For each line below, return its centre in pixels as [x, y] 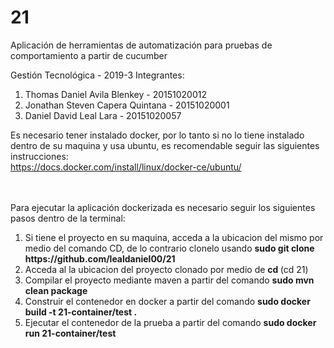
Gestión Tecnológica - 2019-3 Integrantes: [97, 75]
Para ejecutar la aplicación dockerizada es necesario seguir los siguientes [163, 207]
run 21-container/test [70, 333]
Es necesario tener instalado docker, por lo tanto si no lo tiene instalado [157, 135]
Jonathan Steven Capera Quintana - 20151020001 [127, 105]
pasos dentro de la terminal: [68, 218]
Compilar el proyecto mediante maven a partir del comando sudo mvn [169, 280]
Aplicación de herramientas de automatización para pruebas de [141, 45]
